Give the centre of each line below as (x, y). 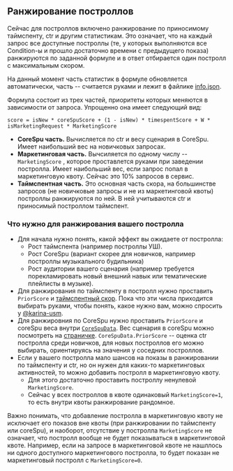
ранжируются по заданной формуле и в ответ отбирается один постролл (117, 58)
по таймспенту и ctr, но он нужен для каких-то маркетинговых (111, 365)
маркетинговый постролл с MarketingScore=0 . (75, 461)
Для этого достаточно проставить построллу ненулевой (112, 380)
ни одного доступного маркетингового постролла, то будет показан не (113, 453)
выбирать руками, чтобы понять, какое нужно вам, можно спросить (120, 306)
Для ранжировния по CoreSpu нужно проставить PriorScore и (110, 321)
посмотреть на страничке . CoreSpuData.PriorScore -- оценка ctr (112, 336)
